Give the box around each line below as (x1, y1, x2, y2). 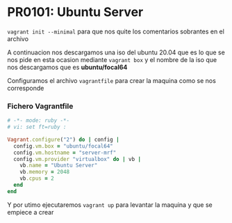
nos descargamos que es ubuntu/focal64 (7, 63, 128, 71)
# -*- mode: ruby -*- (7, 117, 70, 124)
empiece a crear (7, 208, 54, 216)
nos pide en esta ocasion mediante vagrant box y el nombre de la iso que (7, 55, 217, 63)
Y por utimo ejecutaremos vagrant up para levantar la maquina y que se (7, 200, 213, 209)
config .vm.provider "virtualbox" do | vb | (13, 155, 141, 162)
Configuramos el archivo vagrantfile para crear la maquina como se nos (7, 76, 217, 84)
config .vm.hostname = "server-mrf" (13, 149, 117, 156)
